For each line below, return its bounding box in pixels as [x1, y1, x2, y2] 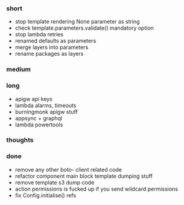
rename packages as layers [14, 50, 84, 57]
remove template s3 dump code [14, 178, 95, 186]
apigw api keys [14, 95, 52, 102]
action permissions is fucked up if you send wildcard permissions [14, 185, 178, 192]
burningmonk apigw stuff [14, 108, 78, 116]
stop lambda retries [14, 31, 64, 38]
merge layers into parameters [14, 44, 89, 51]
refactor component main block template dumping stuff [14, 172, 153, 180]
